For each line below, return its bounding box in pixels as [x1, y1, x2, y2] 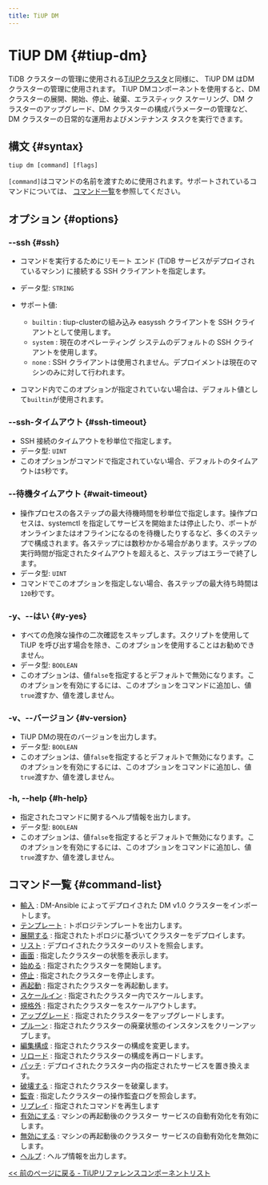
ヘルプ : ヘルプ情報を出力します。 [19, 1151, 131, 1161]
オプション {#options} [8, 212, 119, 225]
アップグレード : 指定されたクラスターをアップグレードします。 [19, 1011, 230, 1021]
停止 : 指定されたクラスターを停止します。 [19, 971, 159, 980]
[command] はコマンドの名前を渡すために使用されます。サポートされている [8, 177, 250, 186]
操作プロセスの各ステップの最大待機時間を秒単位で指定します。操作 [19, 508, 244, 517]
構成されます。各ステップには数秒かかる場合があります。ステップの [34, 538, 258, 548]
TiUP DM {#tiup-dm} [8, 46, 148, 64]
